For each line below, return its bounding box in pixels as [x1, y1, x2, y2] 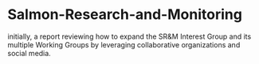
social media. [7, 48, 51, 58]
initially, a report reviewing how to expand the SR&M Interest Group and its [7, 32, 252, 41]
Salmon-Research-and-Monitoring [7, 6, 242, 24]
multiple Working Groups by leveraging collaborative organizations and [7, 40, 241, 49]
